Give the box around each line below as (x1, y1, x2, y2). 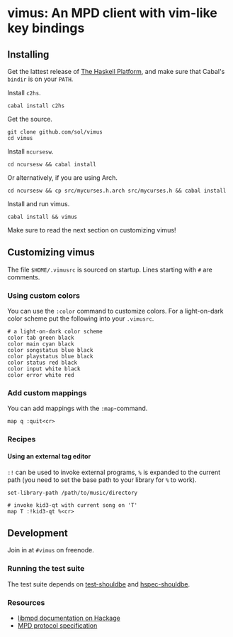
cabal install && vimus (7, 213, 78, 220)
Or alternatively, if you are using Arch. (7, 173, 118, 182)
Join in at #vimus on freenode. (7, 546, 94, 555)
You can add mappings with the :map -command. (7, 404, 148, 413)
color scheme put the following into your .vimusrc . (7, 314, 154, 323)
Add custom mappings (7, 388, 87, 398)
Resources (7, 597, 45, 607)
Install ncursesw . (7, 147, 54, 156)
